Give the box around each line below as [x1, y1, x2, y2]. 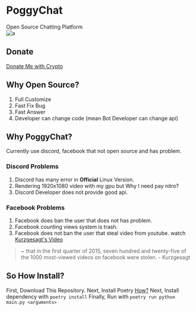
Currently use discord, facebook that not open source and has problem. [6, 147, 182, 155]
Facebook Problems [6, 203, 65, 212]
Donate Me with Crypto [6, 62, 64, 70]
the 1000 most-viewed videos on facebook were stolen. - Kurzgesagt [20, 253, 191, 260]
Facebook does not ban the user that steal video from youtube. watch [14, 230, 186, 237]
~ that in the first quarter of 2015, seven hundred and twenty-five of [20, 247, 186, 255]
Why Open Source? [6, 80, 80, 90]
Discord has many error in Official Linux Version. [14, 176, 135, 183]
